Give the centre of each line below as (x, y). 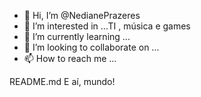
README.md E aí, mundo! (62, 81)
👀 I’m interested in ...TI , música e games (107, 26)
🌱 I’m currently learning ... (77, 36)
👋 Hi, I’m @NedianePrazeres (82, 15)
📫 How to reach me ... (70, 58)
